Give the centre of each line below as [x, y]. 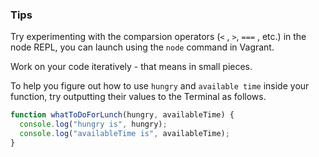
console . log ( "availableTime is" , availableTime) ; [124, 134]
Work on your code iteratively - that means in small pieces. [131, 67]
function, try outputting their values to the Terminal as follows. [138, 97]
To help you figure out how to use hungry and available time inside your [160, 86]
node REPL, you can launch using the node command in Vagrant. [142, 47]
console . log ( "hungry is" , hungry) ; [93, 124]
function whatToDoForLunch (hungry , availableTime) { [122, 115]
